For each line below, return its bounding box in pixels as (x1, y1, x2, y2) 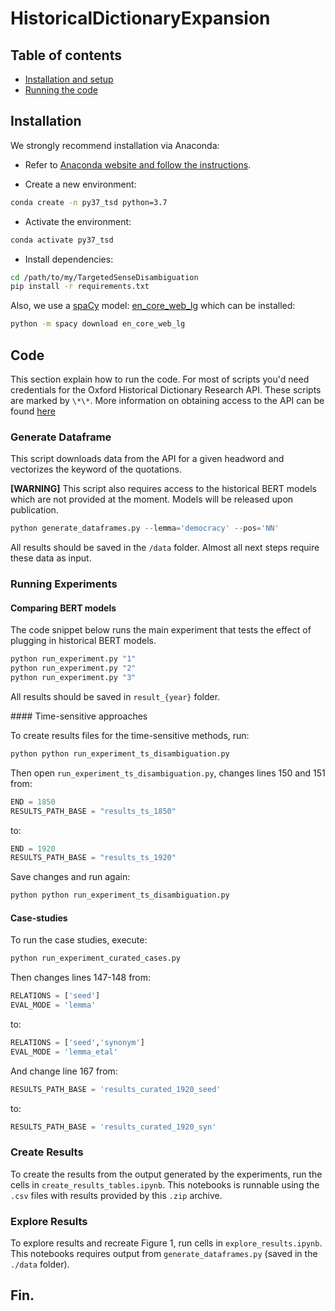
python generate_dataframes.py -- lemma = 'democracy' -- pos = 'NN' (10, 523, 280, 534)
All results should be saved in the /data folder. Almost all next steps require (10, 542, 320, 554)
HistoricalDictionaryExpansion (10, 7, 271, 30)
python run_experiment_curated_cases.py (10, 953, 182, 964)
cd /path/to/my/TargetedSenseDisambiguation (10, 272, 199, 282)
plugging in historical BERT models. (10, 635, 157, 647)
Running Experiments (10, 577, 118, 591)
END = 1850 (10, 797, 56, 807)
